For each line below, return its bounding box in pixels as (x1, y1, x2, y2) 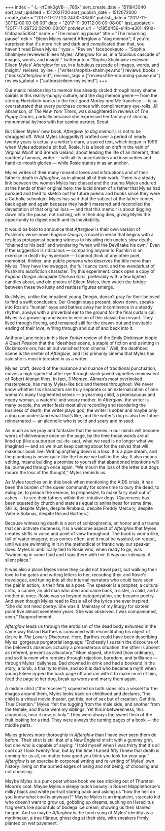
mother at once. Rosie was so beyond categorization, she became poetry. (5, 593, 155, 599)
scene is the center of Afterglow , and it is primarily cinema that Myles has (5, 350, 154, 356)
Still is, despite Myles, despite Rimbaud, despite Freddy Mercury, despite (5, 505, 153, 511)
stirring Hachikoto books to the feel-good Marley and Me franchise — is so (5, 98, 158, 103)
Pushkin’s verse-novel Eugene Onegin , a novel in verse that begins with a (5, 232, 154, 237)
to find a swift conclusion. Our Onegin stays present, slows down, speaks (5, 299, 154, 305)
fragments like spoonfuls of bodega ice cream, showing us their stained (5, 804, 151, 810)
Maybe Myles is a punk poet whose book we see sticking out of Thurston (5, 778, 154, 784)
